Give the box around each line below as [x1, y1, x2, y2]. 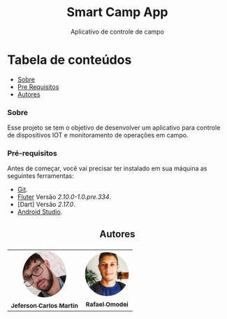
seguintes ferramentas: [7, 172, 75, 180]
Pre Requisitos [17, 82, 59, 91]
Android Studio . [17, 208, 63, 216]
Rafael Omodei [85, 301, 129, 308]
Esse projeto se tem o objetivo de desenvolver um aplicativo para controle [7, 123, 221, 132]
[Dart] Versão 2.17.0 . [17, 201, 75, 209]
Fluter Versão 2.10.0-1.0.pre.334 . [17, 193, 112, 201]
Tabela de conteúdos [7, 52, 132, 68]
